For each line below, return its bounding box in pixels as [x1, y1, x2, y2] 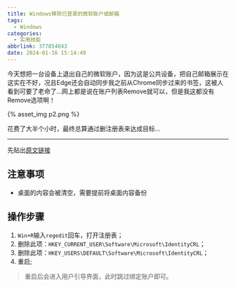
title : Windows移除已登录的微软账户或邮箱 [7, 10, 119, 18]
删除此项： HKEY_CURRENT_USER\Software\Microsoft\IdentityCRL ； [17, 239, 206, 248]
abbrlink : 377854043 [7, 43, 68, 50]
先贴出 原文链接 [7, 145, 51, 154]
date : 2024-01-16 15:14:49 [7, 50, 86, 57]
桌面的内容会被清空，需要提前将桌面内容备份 [17, 188, 147, 196]
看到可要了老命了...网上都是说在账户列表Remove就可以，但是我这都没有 [7, 87, 215, 95]
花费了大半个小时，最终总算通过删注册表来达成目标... [7, 124, 161, 133]
